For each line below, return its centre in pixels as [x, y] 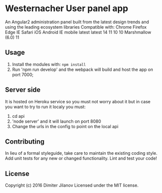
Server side [23, 90]
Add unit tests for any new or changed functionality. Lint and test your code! [81, 159]
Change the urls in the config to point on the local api [65, 126]
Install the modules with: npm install [49, 64]
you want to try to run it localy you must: [45, 107]
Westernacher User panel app [67, 8]
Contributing [25, 141]
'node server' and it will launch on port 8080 [57, 121]
